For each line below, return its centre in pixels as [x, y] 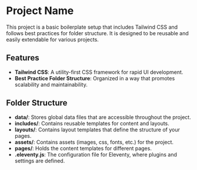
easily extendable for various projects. [52, 39]
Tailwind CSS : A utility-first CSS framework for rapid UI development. [99, 72]
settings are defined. [40, 161]
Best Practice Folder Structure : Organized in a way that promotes [95, 78]
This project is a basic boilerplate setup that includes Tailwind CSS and [92, 27]
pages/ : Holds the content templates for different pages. [83, 148]
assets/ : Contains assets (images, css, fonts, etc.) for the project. [94, 142]
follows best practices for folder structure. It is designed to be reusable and [98, 33]
